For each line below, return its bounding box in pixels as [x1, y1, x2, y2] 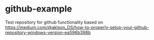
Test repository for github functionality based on [5, 19, 103, 25]
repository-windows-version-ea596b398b [5, 29, 91, 35]
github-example [5, 3, 72, 14]
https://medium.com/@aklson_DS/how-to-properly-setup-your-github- [5, 24, 149, 30]
